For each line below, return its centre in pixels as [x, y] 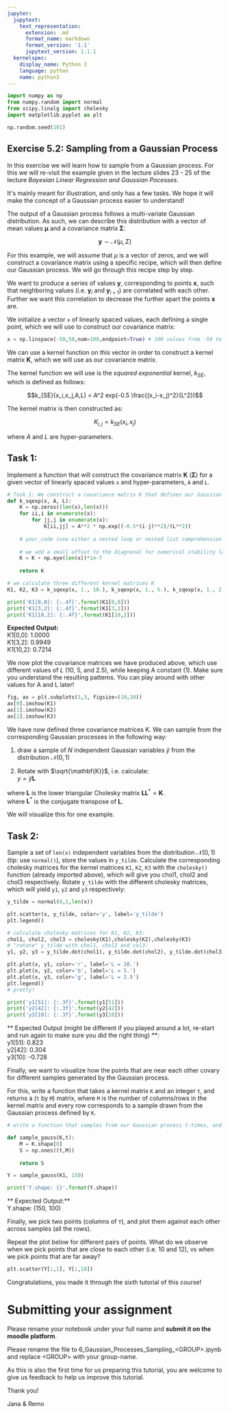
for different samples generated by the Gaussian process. [88, 1078]
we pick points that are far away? [54, 1257]
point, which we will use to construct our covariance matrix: [91, 327]
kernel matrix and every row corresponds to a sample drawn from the [105, 1105]
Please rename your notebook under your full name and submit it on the [109, 1329]
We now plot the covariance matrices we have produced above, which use [112, 663]
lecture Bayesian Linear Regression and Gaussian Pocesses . [93, 179]
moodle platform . [32, 1336]
